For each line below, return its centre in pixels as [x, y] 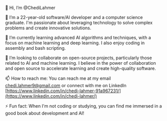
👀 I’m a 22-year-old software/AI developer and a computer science [74, 17]
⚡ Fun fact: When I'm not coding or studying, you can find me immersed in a [84, 106]
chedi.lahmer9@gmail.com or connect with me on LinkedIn [66, 85]
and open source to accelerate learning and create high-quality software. [81, 68]
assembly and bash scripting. [35, 48]
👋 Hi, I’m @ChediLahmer [30, 8]
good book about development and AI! [45, 113]
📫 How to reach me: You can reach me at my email [58, 78]
